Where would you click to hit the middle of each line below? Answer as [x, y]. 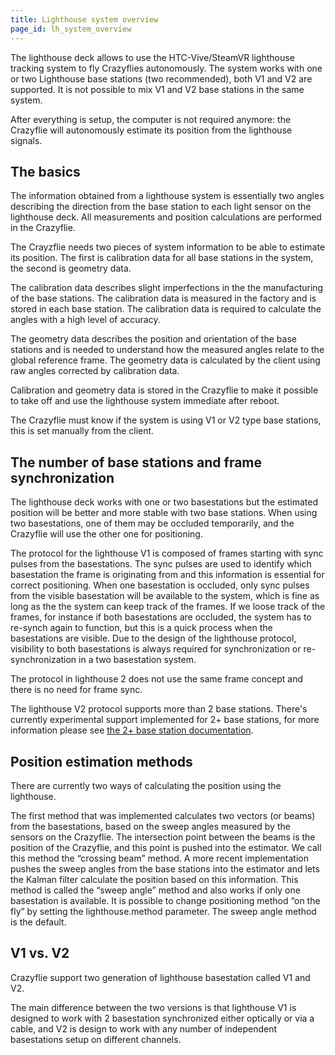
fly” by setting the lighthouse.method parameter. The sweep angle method [163, 911]
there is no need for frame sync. [76, 690]
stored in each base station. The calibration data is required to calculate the [166, 309]
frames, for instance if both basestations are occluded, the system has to [161, 617]
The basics [45, 171]
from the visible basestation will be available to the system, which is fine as [165, 596]
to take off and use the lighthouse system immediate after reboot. [145, 401]
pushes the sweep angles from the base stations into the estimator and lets [165, 868]
